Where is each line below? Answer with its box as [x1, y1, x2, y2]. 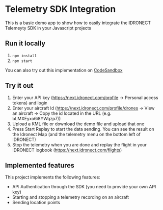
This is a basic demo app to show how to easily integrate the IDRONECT [5, 20, 151, 26]
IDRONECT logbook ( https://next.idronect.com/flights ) [12, 147, 122, 153]
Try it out [5, 81, 33, 90]
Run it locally [5, 39, 46, 48]
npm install [12, 53, 37, 58]
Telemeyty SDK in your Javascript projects [5, 25, 92, 31]
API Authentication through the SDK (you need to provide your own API [12, 184, 156, 190]
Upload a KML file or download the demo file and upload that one [12, 121, 145, 127]
